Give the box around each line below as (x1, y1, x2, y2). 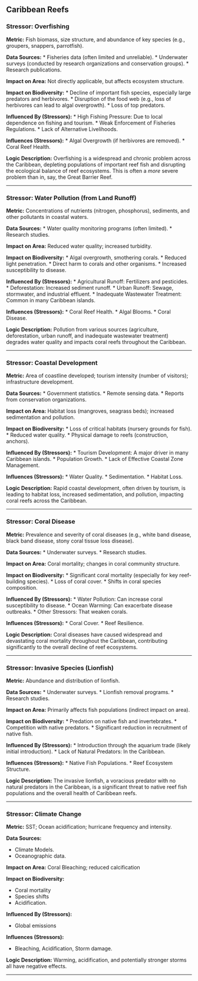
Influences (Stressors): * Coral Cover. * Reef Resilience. (6, 619, 144, 626)
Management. (6, 462, 40, 469)
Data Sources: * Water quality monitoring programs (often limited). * (6, 224, 173, 232)
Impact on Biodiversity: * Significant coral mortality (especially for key (6, 571, 179, 578)
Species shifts (14, 893, 49, 900)
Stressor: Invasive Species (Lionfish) (6, 663, 114, 672)
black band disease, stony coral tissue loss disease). (6, 537, 134, 544)
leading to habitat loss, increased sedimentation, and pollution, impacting (6, 491, 184, 498)
